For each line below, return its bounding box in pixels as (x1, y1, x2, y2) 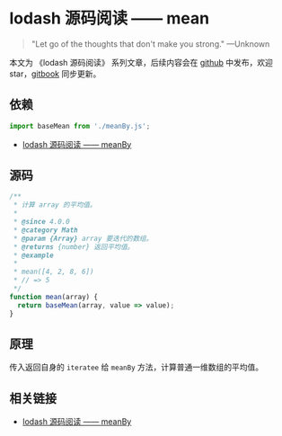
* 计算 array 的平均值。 (13, 200, 97, 209)
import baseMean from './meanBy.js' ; (9, 121, 151, 130)
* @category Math (13, 226, 78, 235)
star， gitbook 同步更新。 (9, 68, 101, 79)
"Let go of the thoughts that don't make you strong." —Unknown (31, 38, 270, 49)
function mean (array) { (9, 292, 99, 301)
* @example (13, 251, 54, 260)
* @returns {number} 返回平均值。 (13, 242, 135, 252)
